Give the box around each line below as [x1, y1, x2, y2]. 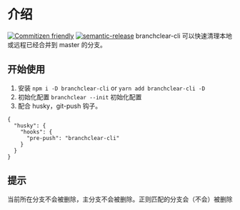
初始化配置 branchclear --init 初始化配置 [17, 92, 142, 101]
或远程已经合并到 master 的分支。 [7, 40, 107, 49]
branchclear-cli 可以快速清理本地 [135, 31, 232, 40]
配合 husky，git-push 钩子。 [17, 101, 102, 110]
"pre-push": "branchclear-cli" [26, 134, 120, 141]
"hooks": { [20, 128, 53, 136]
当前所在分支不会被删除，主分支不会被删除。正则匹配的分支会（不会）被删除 [7, 194, 233, 204]
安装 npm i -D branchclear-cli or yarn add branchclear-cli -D [17, 84, 206, 92]
